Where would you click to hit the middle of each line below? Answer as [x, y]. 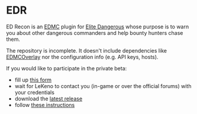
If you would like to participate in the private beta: [67, 68]
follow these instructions [45, 105]
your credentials [35, 92]
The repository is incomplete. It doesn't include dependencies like [87, 50]
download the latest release [49, 99]
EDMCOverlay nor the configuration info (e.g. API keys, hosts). [82, 57]
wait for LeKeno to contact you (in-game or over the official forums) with [103, 86]
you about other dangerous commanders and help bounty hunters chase [95, 32]
